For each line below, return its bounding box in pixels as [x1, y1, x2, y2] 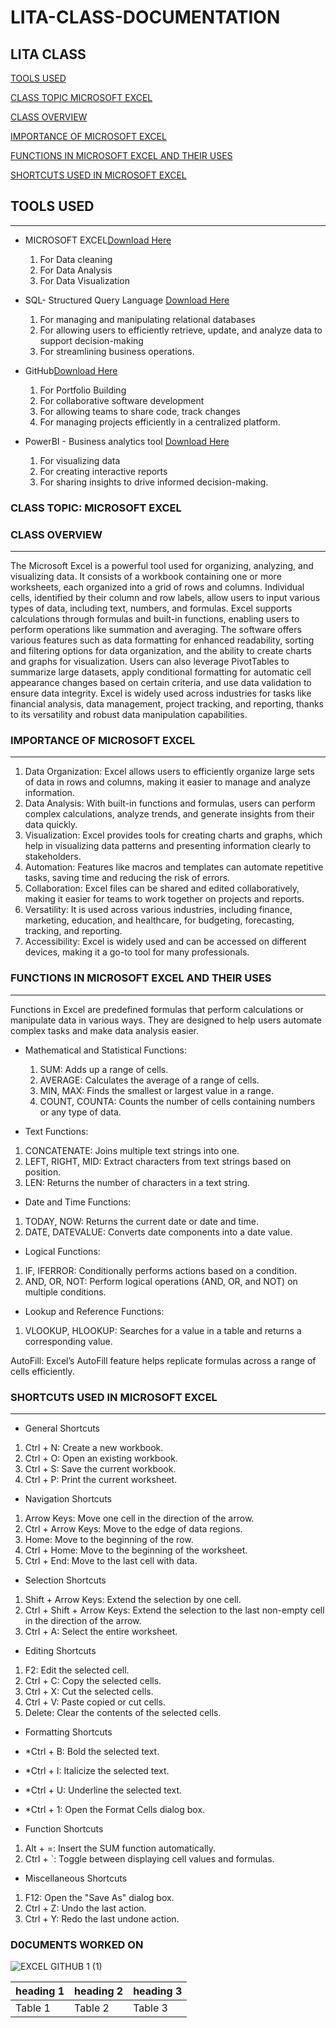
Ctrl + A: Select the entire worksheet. [24, 1625, 178, 1637]
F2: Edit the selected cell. [24, 1664, 130, 1676]
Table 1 [15, 2001, 51, 2015]
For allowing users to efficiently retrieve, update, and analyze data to [39, 324, 323, 336]
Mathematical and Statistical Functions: [24, 1044, 187, 1056]
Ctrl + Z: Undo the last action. [24, 1902, 147, 1914]
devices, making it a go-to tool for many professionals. [24, 946, 250, 958]
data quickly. [24, 819, 78, 831]
